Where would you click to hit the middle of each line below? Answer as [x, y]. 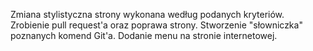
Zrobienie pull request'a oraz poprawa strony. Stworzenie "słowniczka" [156, 25]
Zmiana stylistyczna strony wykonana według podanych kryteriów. [147, 14]
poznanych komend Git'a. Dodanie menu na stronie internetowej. [144, 35]
